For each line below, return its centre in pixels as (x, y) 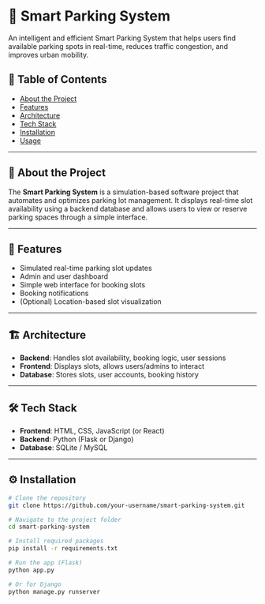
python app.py (32, 570)
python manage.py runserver (54, 591)
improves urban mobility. (49, 54)
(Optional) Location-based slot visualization (90, 302)
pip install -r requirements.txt (63, 549)
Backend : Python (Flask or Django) (77, 439)
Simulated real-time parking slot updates (86, 268)
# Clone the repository (47, 498)
